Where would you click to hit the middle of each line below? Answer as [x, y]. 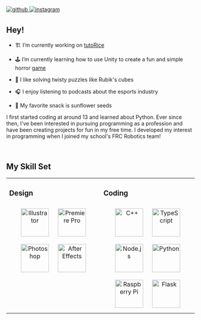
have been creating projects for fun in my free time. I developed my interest [99, 130]
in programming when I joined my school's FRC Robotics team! [83, 136]
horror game [30, 68]
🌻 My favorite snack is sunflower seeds [63, 105]
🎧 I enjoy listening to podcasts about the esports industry [86, 91]
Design [21, 193]
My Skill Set [29, 167]
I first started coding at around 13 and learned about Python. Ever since [94, 117]
